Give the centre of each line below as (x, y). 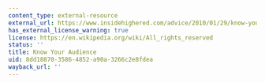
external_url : (32, 23)
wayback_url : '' (35, 67)
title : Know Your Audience (52, 52)
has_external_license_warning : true (68, 30)
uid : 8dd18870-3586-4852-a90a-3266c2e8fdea (81, 60)
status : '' (26, 45)
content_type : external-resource (63, 15)
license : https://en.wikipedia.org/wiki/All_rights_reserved (111, 38)
